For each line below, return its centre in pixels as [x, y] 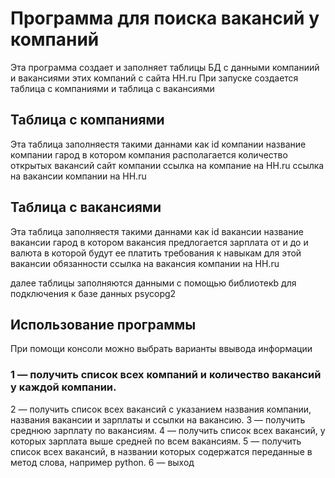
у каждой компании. [63, 387]
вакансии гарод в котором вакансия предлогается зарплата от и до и [159, 242]
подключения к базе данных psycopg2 [93, 293]
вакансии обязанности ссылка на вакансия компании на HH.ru [145, 263]
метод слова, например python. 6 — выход [102, 462]
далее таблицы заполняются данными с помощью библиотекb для [153, 283]
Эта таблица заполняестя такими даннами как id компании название [158, 144]
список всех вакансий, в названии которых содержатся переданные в [161, 451]
